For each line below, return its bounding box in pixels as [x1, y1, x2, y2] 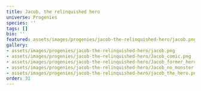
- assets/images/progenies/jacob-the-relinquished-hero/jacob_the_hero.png [6, 70, 199, 76]
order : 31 [6, 75, 31, 81]
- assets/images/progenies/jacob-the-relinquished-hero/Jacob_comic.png [6, 53, 191, 59]
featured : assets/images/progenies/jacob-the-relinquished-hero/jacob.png [6, 37, 197, 43]
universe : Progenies [6, 14, 58, 20]
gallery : [6, 43, 28, 48]
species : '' [6, 20, 36, 26]
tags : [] [6, 25, 28, 32]
